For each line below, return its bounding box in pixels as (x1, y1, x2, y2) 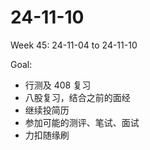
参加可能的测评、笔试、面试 (24, 116, 140, 128)
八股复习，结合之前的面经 (24, 91, 131, 103)
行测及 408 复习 (24, 79, 92, 91)
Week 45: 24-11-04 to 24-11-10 (10, 39, 138, 51)
